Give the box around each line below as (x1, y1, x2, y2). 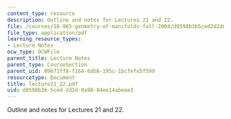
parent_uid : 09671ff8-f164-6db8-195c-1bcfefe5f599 (7, 67, 155, 74)
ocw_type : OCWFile (7, 49, 60, 56)
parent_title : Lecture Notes (7, 55, 91, 62)
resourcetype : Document (7, 74, 76, 81)
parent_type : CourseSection (7, 61, 88, 68)
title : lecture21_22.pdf (7, 80, 78, 87)
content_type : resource (7, 10, 76, 17)
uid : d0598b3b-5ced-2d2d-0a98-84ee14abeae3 (7, 87, 134, 94)
